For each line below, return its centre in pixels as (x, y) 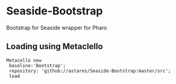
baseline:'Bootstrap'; (37, 65)
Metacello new (24, 60)
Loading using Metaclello (55, 46)
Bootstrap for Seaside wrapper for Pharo (57, 28)
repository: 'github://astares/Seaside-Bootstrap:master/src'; (90, 71)
